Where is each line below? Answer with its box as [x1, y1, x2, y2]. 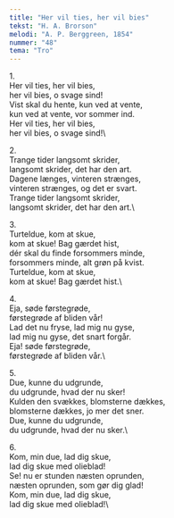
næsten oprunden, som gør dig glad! [9, 480, 145, 491]
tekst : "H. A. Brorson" [9, 21, 98, 30]
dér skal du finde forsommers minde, [9, 247, 145, 259]
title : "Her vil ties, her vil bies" [9, 13, 150, 22]
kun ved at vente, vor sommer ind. [9, 109, 136, 120]
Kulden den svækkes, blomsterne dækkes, [9, 397, 166, 407]
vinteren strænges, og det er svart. [9, 183, 137, 194]
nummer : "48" [9, 38, 58, 47]
